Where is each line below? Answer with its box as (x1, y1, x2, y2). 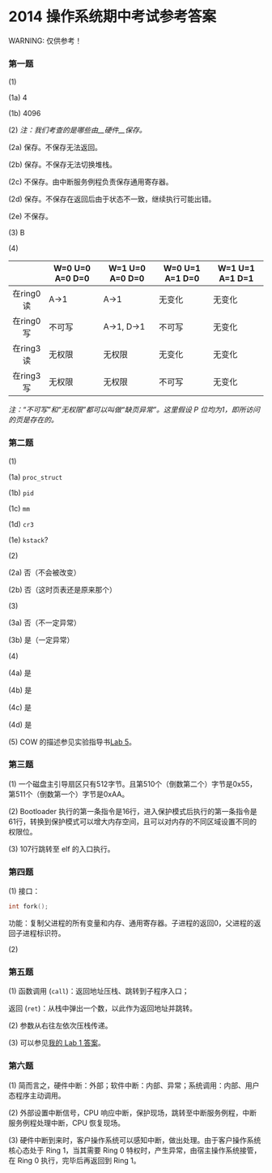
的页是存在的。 (8, 415, 58, 425)
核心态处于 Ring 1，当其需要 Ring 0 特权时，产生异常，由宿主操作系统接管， (8, 1145, 261, 1155)
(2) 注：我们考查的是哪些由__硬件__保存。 (8, 125, 147, 135)
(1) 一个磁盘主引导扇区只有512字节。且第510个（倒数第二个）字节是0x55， (8, 778, 257, 788)
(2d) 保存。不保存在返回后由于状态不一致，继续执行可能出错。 (8, 194, 216, 204)
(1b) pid (8, 488, 34, 498)
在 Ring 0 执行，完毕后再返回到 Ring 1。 (8, 1155, 141, 1165)
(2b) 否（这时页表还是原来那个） (8, 584, 117, 594)
